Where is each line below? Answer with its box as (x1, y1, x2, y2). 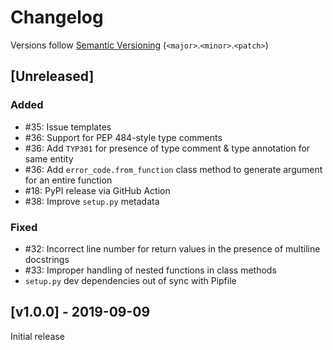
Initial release (10, 330, 65, 342)
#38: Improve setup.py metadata (24, 195, 160, 207)
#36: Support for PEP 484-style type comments (24, 131, 223, 143)
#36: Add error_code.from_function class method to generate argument (24, 163, 323, 175)
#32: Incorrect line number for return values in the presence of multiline (24, 242, 321, 255)
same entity (24, 152, 74, 165)
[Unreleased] (10, 68, 95, 85)
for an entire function (24, 174, 113, 186)
